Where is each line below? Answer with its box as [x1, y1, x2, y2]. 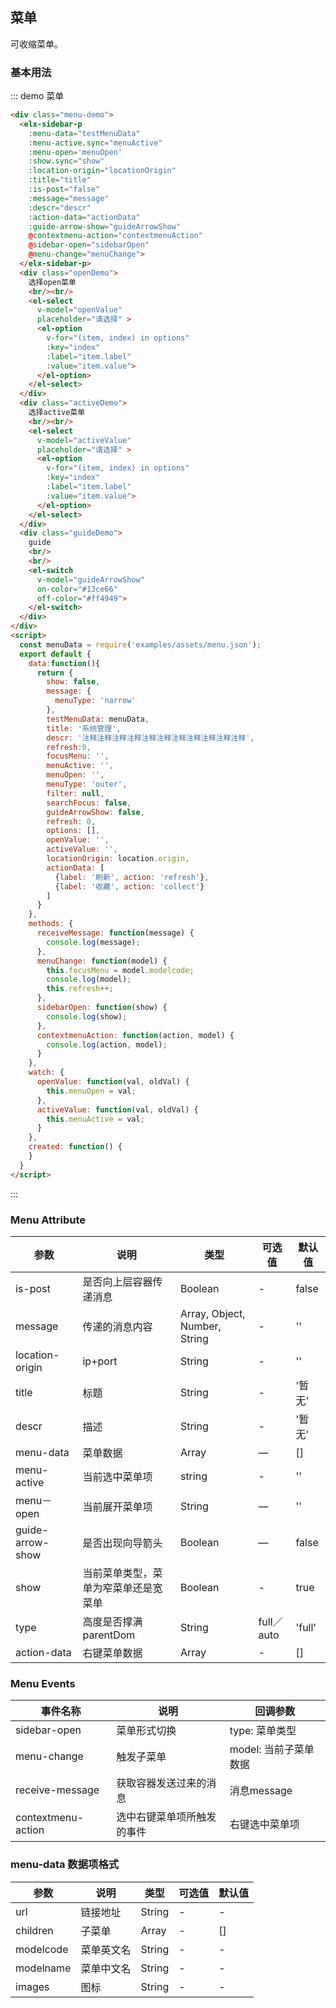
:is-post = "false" [28, 184, 101, 195]
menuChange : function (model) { [36, 956, 168, 966]
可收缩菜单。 [10, 38, 63, 50]
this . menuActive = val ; [46, 1114, 145, 1124]
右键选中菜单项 [229, 1818, 300, 1832]
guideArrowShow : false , [46, 807, 145, 817]
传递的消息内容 [82, 1320, 153, 1334]
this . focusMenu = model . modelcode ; [46, 965, 195, 975]
